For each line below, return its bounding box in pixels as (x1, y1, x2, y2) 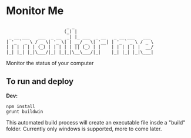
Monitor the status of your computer (6, 59, 94, 66)
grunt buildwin (6, 109, 43, 115)
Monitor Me (6, 4, 64, 18)
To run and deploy (6, 76, 74, 86)
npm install (6, 103, 35, 109)
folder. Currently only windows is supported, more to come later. (6, 125, 162, 132)
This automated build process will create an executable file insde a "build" (6, 119, 186, 126)
